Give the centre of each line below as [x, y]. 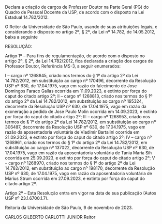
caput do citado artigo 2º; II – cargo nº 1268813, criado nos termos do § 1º [79, 96]
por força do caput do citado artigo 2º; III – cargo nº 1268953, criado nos [78, 117]
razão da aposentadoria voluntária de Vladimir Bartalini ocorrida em [72, 132]
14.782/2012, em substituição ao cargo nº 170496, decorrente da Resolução [81, 80]
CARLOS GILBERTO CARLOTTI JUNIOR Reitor [50, 217]
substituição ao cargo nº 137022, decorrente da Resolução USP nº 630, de [80, 148]
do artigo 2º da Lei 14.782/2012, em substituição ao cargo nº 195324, [74, 101]
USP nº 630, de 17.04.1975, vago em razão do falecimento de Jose [71, 86]
